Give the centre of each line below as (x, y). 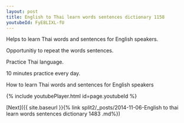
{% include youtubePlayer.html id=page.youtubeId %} (72, 96)
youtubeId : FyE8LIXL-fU (35, 22)
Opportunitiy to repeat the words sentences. (60, 51)
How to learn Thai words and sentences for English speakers (80, 85)
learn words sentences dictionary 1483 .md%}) (63, 114)
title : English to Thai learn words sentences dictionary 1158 (86, 17)
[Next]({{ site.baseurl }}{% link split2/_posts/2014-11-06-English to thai (92, 108)
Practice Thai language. (35, 62)
